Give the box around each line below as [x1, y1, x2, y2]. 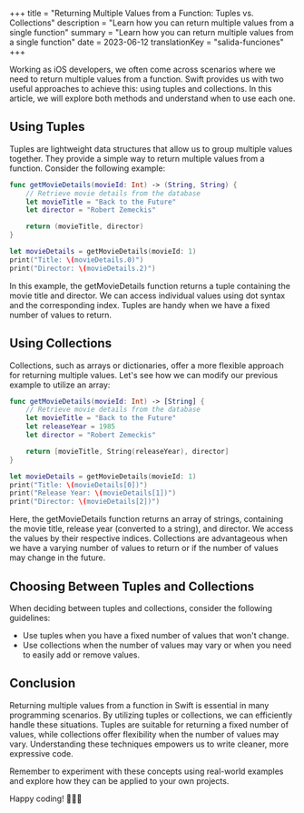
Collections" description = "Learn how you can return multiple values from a [9, 17, 295, 28]
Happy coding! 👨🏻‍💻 [9, 793, 83, 804]
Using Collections [9, 336, 112, 351]
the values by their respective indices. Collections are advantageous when [9, 533, 289, 544]
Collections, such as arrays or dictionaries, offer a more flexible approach [9, 359, 284, 371]
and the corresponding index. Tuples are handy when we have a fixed [9, 299, 270, 310]
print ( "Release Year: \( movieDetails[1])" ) [9, 488, 177, 498]
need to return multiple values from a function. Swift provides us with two [9, 74, 284, 85]
